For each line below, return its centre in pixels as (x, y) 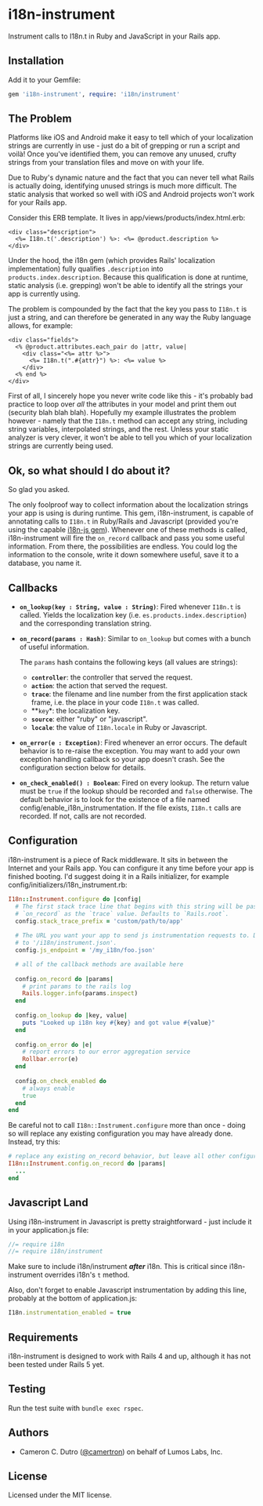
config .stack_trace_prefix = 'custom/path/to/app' (99, 921)
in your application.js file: (49, 1230)
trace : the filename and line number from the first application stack (139, 694)
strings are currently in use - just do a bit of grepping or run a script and (124, 146)
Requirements (43, 1337)
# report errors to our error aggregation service (106, 1052)
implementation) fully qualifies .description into (86, 269)
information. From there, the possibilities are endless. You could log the (123, 546)
